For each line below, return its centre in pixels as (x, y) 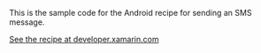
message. (27, 22)
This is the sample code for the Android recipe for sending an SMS (130, 13)
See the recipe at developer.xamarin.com (84, 39)
